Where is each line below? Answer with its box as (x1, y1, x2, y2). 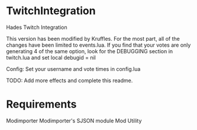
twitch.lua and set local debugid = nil (6, 54, 96, 61)
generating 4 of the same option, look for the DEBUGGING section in (6, 47, 173, 54)
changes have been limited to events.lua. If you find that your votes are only (6, 41, 191, 48)
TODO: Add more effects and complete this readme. (6, 77, 133, 84)
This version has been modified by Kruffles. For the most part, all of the (6, 35, 180, 42)
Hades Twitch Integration (6, 24, 67, 31)
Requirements (6, 97, 77, 111)
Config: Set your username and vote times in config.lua (6, 65, 141, 72)
